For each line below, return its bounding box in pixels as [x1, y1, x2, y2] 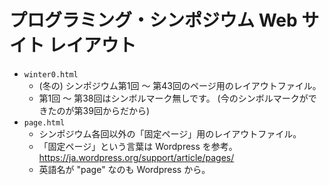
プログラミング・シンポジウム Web [9, 9, 298, 32]
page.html [23, 117, 66, 128]
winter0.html [23, 69, 79, 80]
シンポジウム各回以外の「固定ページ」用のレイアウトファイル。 [38, 127, 302, 140]
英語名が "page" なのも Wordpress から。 [38, 163, 211, 175]
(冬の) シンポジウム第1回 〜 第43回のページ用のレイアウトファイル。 [38, 79, 322, 91]
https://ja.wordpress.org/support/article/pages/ [38, 151, 235, 163]
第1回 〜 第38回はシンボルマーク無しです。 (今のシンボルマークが [38, 92, 309, 104]
